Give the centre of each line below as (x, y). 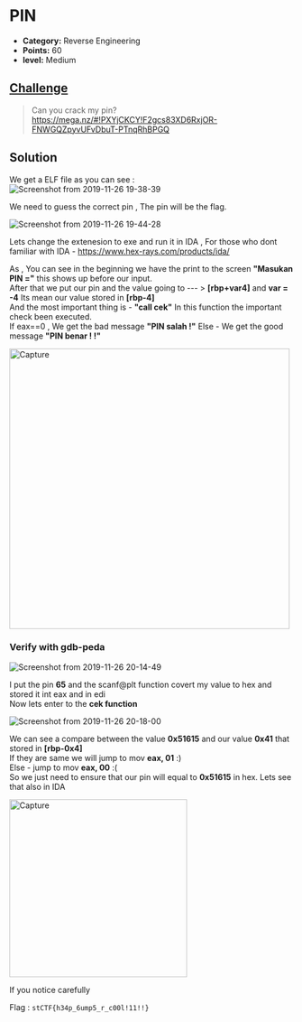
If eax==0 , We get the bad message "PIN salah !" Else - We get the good (146, 326)
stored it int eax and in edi (58, 694)
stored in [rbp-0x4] (46, 748)
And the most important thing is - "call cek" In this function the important (146, 307)
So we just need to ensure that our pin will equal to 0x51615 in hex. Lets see (151, 776)
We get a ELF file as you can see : (72, 179)
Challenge (39, 88)
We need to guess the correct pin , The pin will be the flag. (118, 206)
